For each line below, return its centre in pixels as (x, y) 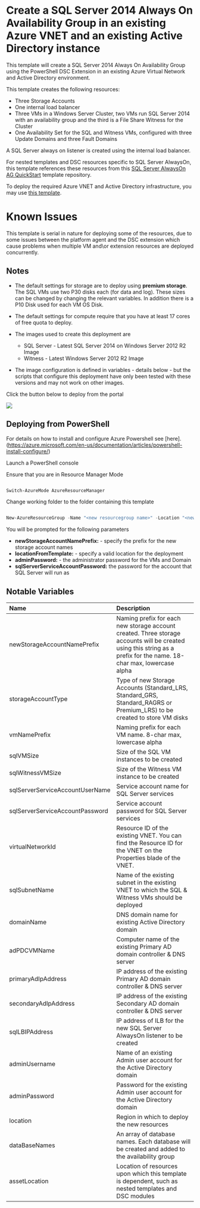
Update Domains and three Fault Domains (66, 139)
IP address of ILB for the (150, 1021)
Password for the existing (152, 1085)
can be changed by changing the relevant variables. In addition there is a (104, 298)
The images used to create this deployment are (73, 334)
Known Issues (42, 217)
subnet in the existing (146, 883)
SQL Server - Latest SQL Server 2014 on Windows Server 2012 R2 (105, 345)
